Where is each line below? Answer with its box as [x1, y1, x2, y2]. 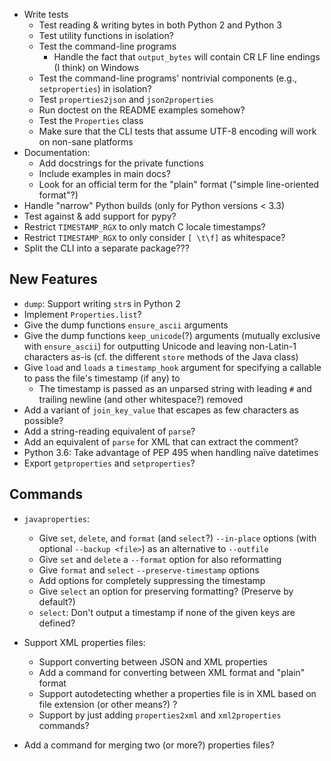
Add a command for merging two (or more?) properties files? [23, 739, 275, 751]
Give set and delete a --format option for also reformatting [38, 553, 282, 565]
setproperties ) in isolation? [38, 83, 152, 94]
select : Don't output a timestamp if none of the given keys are [38, 606, 296, 618]
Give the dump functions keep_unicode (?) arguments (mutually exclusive [23, 329, 321, 341]
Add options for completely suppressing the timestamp [38, 574, 266, 586]
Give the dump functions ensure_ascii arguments [23, 319, 229, 331]
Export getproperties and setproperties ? [23, 457, 196, 469]
